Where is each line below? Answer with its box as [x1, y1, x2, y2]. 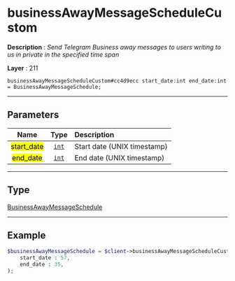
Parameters [7, 109, 59, 121]
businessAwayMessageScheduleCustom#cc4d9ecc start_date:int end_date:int [7, 77, 227, 85]
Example [7, 229, 46, 241]
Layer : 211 [7, 64, 38, 72]
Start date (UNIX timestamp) [74, 141, 168, 151]
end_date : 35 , [20, 261, 64, 268]
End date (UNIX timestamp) [74, 152, 165, 162]
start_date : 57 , [20, 254, 71, 261]
